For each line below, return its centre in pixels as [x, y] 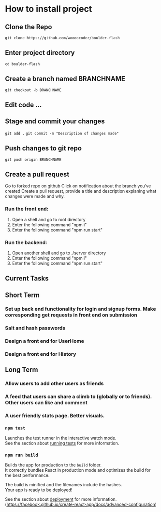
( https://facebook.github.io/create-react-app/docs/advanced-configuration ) [81, 504]
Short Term [22, 295]
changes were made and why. [35, 196]
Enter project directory [40, 53]
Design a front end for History [41, 354]
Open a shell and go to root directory [49, 219]
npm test [15, 428]
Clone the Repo [29, 27]
